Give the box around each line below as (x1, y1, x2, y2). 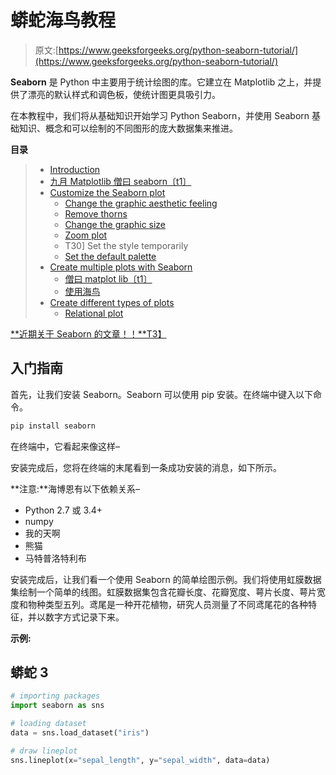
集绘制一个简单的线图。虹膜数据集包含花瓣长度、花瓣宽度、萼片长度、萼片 (10, 586, 317, 598)
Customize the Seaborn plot (49, 186, 166, 198)
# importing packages (10, 691, 101, 701)
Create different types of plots (49, 296, 175, 308)
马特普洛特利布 (24, 552, 87, 564)
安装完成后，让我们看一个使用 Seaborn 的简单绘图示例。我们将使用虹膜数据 (10, 573, 322, 585)
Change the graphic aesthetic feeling (64, 197, 218, 209)
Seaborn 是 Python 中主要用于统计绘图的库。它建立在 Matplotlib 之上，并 (10, 76, 313, 88)
